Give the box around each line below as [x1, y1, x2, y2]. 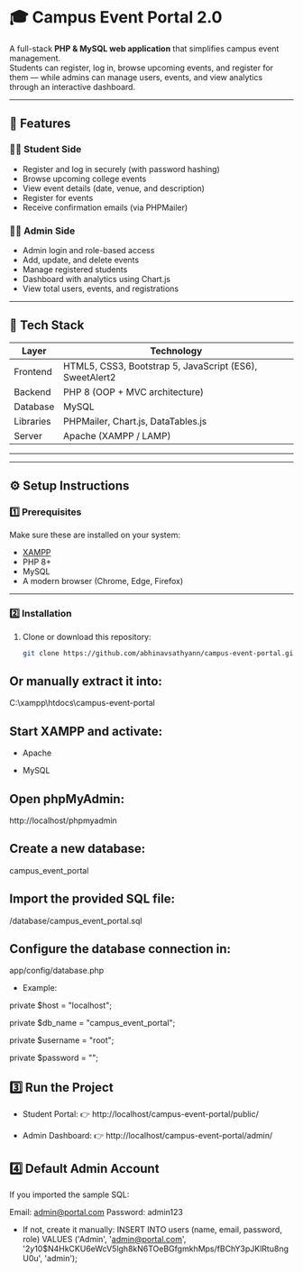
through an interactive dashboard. [9, 81, 136, 92]
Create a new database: [9, 841, 146, 856]
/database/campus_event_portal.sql [9, 915, 142, 926]
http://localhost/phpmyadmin [9, 815, 117, 826]
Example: [22, 983, 58, 993]
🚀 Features [9, 116, 71, 132]
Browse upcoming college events [22, 173, 147, 184]
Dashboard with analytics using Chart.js [22, 273, 171, 284]
